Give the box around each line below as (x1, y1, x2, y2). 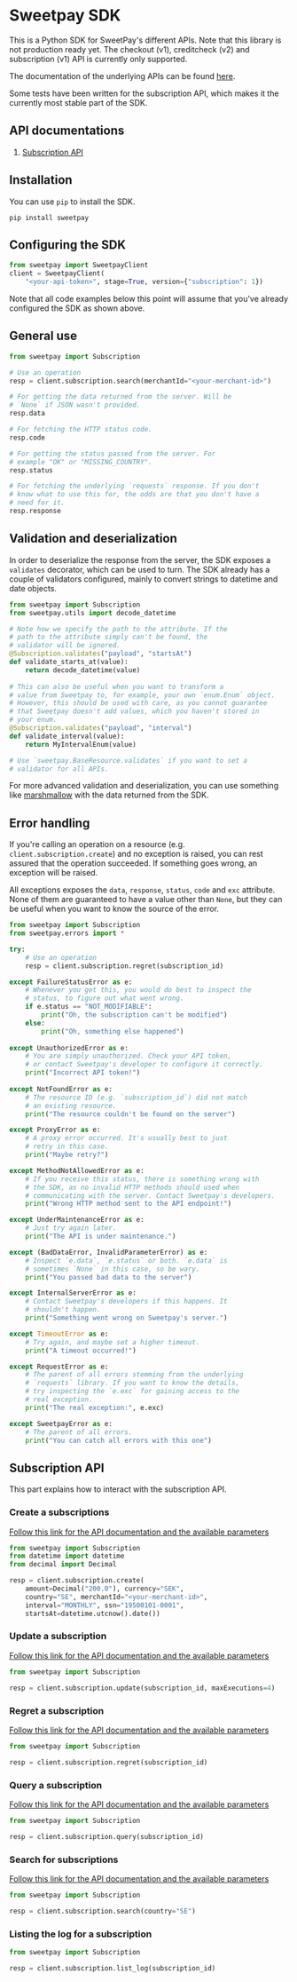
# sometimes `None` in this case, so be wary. (25, 1265, 200, 1273)
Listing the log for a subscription (9, 1928, 152, 1940)
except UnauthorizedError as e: (9, 1043, 129, 1052)
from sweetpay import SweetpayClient (9, 261, 149, 270)
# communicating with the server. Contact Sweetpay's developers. (25, 1191, 276, 1200)
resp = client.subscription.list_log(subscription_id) (9, 1963, 216, 1972)
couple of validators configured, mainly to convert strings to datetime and (9, 574, 278, 584)
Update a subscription (9, 1630, 107, 1643)
